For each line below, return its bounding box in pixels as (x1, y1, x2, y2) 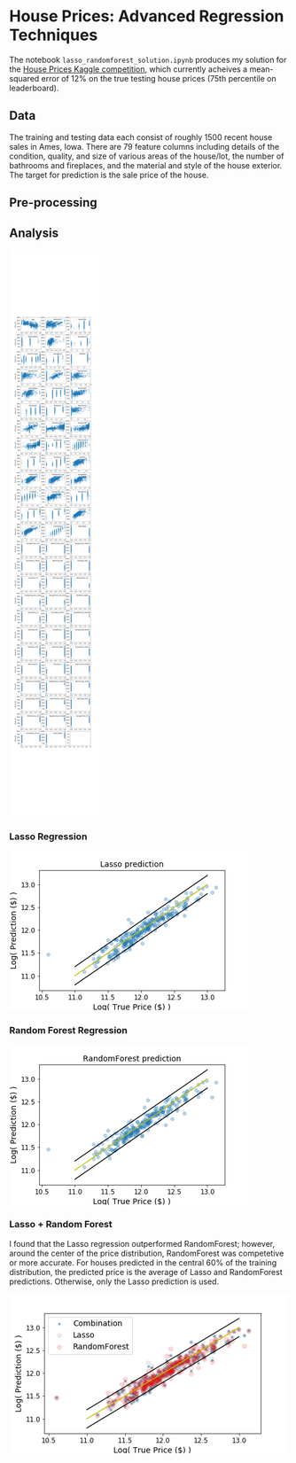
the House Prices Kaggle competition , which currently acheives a (9, 64, 248, 74)
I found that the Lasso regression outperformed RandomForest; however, (9, 1238, 276, 1249)
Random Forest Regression (9, 1024, 129, 1037)
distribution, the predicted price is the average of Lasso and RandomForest (9, 1266, 283, 1277)
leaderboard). (9, 82, 59, 93)
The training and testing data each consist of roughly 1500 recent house (9, 131, 273, 143)
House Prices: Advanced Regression (9, 6, 284, 27)
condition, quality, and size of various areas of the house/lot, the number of (9, 151, 284, 161)
